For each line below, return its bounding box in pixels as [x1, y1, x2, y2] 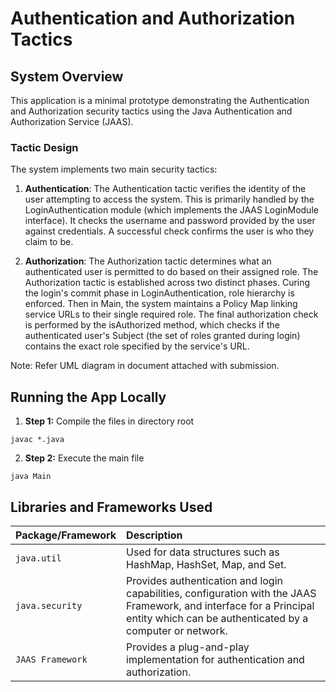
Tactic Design [10, 140, 79, 154]
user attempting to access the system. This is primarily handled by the [24, 193, 315, 206]
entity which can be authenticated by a [126, 611, 309, 625]
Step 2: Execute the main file [24, 452, 145, 464]
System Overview [10, 68, 124, 85]
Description [126, 528, 183, 542]
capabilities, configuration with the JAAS [126, 586, 317, 600]
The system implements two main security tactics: [10, 163, 218, 176]
